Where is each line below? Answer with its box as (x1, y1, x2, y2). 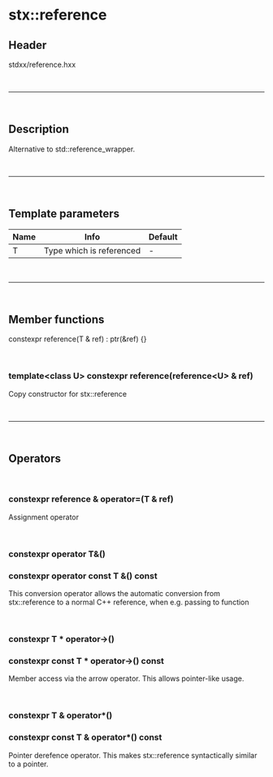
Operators (8, 452, 62, 466)
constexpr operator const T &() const (8, 570, 158, 582)
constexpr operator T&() (8, 548, 106, 560)
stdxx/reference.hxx (8, 59, 76, 69)
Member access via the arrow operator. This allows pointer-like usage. (8, 674, 245, 683)
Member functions (8, 313, 105, 327)
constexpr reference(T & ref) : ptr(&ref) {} (8, 334, 147, 344)
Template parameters (8, 207, 120, 221)
